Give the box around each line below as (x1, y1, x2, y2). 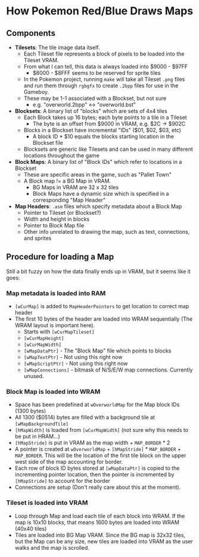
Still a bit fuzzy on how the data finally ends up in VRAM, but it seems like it (6, 267, 191, 275)
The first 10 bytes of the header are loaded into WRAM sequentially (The (14, 315, 193, 322)
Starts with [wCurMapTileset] (23, 328, 95, 336)
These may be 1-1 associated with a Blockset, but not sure (23, 95, 167, 102)
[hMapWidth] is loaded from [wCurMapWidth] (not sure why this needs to (14, 427, 189, 434)
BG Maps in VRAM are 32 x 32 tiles (32, 184, 119, 191)
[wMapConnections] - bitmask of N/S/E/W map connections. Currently (23, 366, 193, 373)
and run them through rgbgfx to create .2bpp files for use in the (23, 82, 179, 89)
